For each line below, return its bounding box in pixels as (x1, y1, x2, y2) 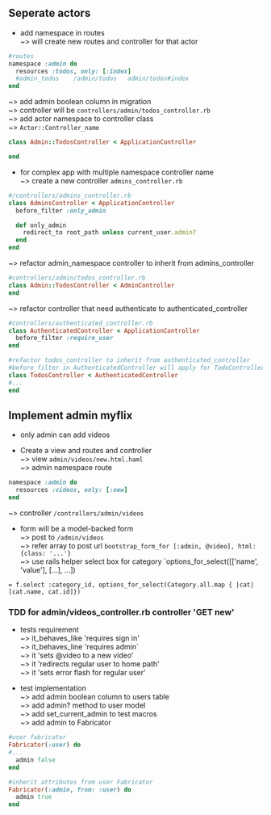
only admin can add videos (19, 430, 110, 439)
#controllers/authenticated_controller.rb (8, 319, 153, 327)
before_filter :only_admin (15, 206, 106, 215)
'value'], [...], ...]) (19, 565, 77, 574)
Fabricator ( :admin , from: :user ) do (8, 785, 131, 794)
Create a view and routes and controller (19, 446, 152, 456)
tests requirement (19, 625, 79, 635)
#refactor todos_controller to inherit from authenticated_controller (8, 356, 251, 364)
